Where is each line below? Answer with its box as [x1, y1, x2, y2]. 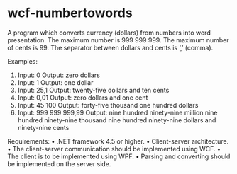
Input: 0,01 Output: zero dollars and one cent [17, 93, 148, 102]
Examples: [7, 57, 38, 65]
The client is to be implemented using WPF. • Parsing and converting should [7, 152, 231, 161]
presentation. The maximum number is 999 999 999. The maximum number [7, 35, 229, 44]
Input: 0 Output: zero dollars [17, 71, 101, 79]
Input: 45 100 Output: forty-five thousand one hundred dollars [17, 100, 199, 109]
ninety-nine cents [17, 123, 70, 132]
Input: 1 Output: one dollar [17, 78, 94, 86]
